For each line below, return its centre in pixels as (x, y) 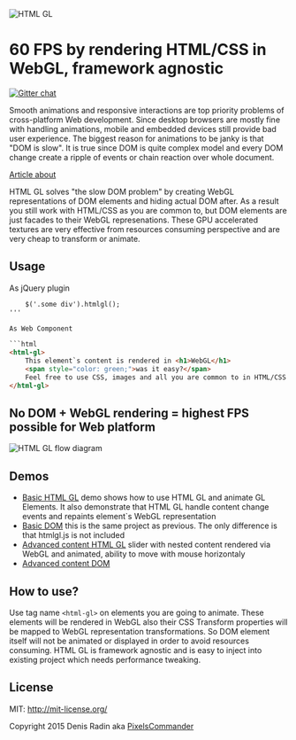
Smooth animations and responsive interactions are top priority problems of (147, 110)
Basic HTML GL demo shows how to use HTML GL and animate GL (144, 498)
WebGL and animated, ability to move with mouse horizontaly (133, 554)
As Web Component (41, 328)
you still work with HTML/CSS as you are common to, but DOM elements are (148, 210)
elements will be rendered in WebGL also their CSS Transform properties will (148, 622)
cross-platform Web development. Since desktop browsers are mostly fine (145, 120)
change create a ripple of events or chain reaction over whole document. (142, 157)
